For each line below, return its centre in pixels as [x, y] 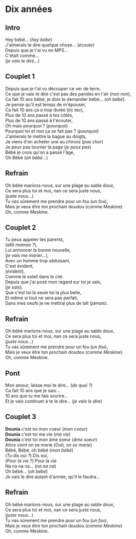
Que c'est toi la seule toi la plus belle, [43, 293]
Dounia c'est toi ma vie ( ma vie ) [38, 434]
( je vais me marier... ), [27, 255]
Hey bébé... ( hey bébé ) [29, 39]
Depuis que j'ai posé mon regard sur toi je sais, [53, 282]
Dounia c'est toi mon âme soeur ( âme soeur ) [51, 439]
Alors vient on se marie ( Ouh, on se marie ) [49, 445]
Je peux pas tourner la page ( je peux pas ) [48, 147]
